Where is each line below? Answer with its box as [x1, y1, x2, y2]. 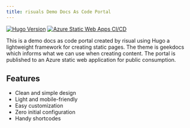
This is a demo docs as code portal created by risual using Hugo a [6, 37, 170, 44]
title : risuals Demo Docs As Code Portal [6, 8, 111, 15]
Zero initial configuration [14, 109, 76, 116]
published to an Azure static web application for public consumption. [6, 56, 176, 63]
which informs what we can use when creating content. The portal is [6, 49, 176, 57]
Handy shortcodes [14, 115, 61, 122]
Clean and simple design [14, 90, 76, 97]
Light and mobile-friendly [14, 96, 78, 103]
